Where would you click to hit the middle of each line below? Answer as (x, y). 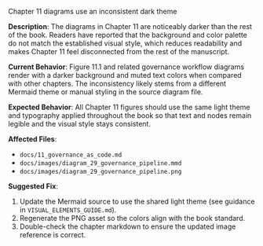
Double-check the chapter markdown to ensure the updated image (128, 226)
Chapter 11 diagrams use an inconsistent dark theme (93, 11)
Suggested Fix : (33, 186)
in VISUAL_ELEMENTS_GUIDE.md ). (68, 210)
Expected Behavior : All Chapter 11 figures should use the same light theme (129, 107)
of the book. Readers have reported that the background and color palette (128, 35)
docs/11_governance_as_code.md (71, 155)
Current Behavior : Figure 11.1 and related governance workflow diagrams (126, 67)
